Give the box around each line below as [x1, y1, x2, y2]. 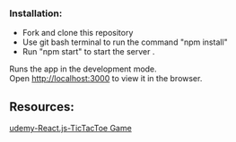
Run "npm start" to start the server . [22, 46, 155, 57]
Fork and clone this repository [22, 28, 134, 38]
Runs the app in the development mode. [9, 63, 157, 74]
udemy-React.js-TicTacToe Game [9, 123, 132, 134]
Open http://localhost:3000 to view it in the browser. [9, 73, 203, 84]
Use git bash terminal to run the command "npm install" [22, 37, 229, 47]
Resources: [9, 99, 74, 114]
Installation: [9, 7, 63, 20]
